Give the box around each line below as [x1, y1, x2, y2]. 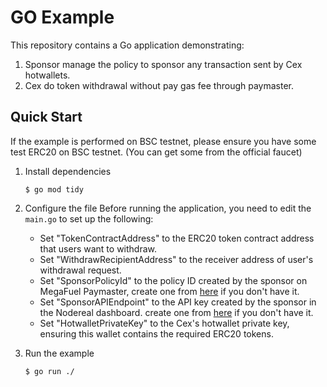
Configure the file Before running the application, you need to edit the [24, 202, 312, 214]
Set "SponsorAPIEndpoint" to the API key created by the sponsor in [39, 296, 317, 308]
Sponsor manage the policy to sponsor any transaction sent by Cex [24, 58, 303, 70]
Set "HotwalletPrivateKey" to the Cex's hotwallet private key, [39, 317, 290, 329]
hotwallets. [24, 69, 71, 81]
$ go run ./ [24, 366, 75, 376]
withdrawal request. [39, 264, 122, 276]
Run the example [24, 347, 95, 359]
